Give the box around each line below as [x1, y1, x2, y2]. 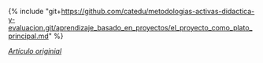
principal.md [8, 31, 49, 40]
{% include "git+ [8, 7, 61, 16]
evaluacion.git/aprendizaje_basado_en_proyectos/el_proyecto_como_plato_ [8, 23, 253, 32]
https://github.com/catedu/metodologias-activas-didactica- [61, 7, 255, 16]
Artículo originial [8, 47, 62, 55]
